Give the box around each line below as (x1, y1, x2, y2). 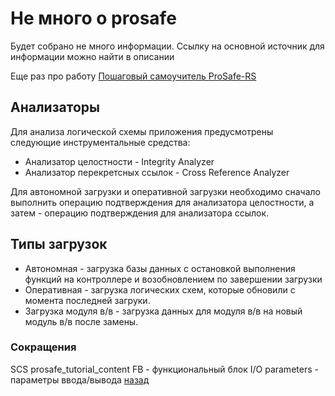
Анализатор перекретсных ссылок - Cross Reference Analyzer (24, 166, 290, 178)
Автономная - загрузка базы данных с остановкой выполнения (24, 262, 296, 274)
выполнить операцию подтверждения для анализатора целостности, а (10, 196, 315, 208)
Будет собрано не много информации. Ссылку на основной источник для (10, 40, 325, 52)
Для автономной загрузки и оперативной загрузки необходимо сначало (10, 185, 322, 197)
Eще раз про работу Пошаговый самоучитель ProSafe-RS (10, 70, 257, 82)
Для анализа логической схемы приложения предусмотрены (10, 125, 274, 137)
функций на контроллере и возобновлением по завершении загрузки (24, 273, 323, 285)
